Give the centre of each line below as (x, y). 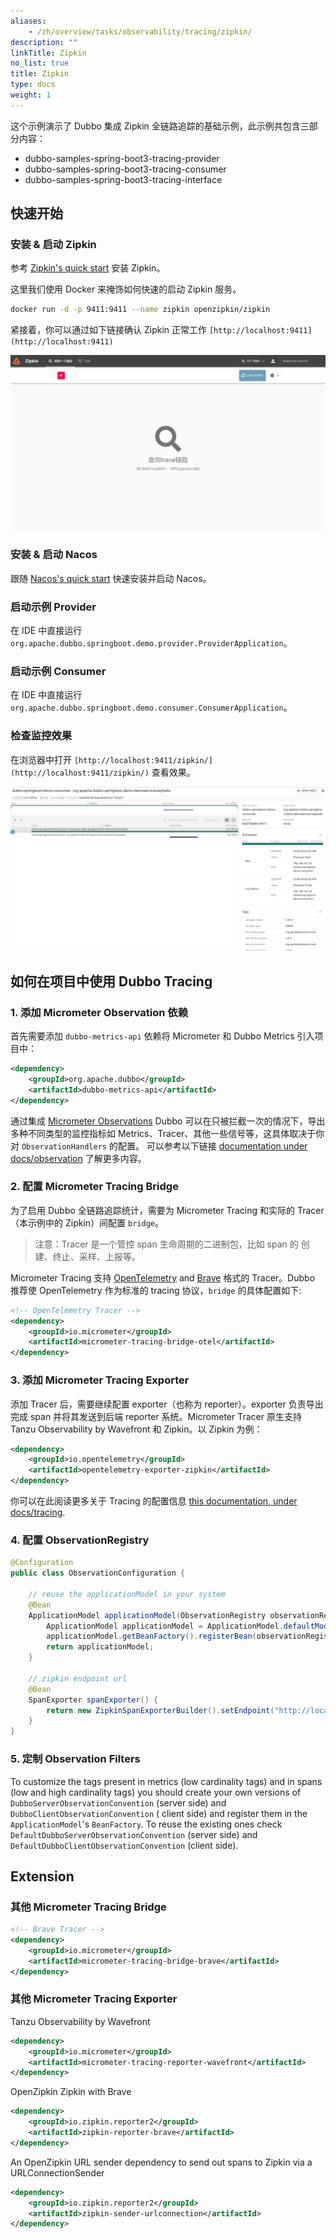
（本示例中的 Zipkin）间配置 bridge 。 (87, 1222)
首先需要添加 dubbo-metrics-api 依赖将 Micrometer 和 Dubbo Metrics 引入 (162, 1036)
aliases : (28, 21)
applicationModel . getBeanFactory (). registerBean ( (151, 1636)
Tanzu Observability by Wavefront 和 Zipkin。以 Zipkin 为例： (136, 1429)
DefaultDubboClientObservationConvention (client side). (124, 1845)
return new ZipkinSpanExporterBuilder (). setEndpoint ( (160, 1710)
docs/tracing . (38, 1512)
